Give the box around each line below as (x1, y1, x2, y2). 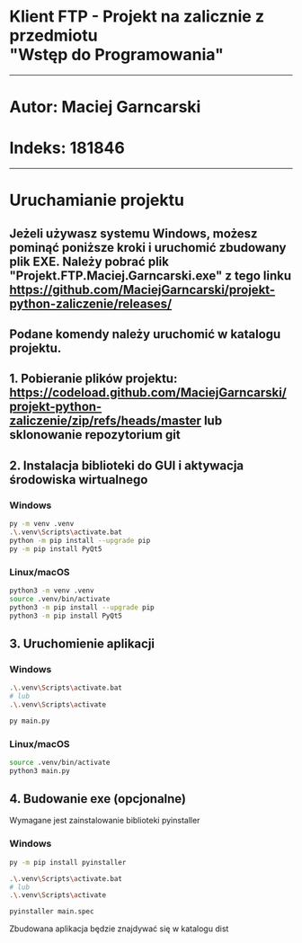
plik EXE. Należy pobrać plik (9, 254, 169, 269)
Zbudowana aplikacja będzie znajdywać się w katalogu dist (9, 923, 229, 934)
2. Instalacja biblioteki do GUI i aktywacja (9, 458, 244, 473)
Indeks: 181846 (9, 138, 126, 158)
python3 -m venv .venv (9, 586, 94, 595)
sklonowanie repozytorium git (9, 427, 182, 442)
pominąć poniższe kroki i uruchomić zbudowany (9, 240, 287, 255)
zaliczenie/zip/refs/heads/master (9, 414, 202, 429)
